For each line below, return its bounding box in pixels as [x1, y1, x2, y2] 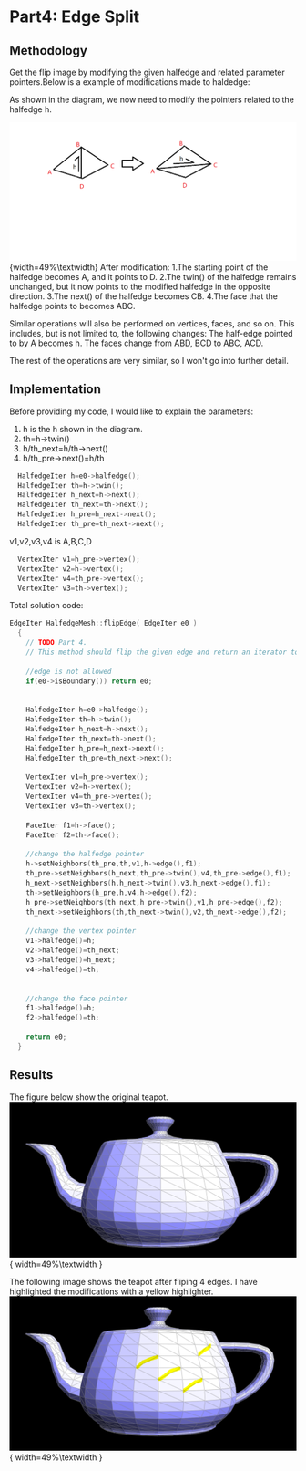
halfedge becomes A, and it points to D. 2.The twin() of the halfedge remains [9, 271, 297, 282]
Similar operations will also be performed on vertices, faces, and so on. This [9, 317, 295, 329]
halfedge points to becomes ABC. [9, 300, 136, 311]
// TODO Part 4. [25, 638, 88, 647]
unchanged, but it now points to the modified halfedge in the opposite [9, 281, 271, 292]
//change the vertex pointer [25, 927, 137, 936]
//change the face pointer [25, 994, 128, 1003]
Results [9, 1067, 54, 1083]
